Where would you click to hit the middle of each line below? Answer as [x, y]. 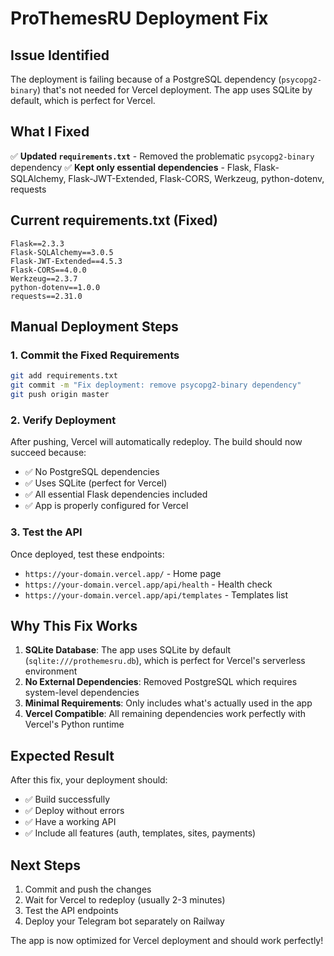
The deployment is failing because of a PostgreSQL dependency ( [146, 79]
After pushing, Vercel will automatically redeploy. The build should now [156, 442]
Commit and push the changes [88, 889]
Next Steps [45, 865]
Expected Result [62, 755]
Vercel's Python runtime [74, 724]
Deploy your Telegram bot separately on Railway [124, 921]
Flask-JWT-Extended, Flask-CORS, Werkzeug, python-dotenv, [196, 178]
